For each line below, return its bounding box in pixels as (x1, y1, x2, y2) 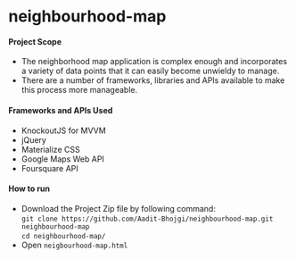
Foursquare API (21, 163, 79, 173)
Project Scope (8, 36, 62, 46)
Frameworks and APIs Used (8, 104, 113, 115)
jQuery (21, 134, 46, 145)
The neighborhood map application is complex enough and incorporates (21, 56, 287, 67)
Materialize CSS (21, 144, 81, 155)
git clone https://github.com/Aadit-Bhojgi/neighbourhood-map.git (21, 214, 274, 223)
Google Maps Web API (21, 154, 104, 164)
